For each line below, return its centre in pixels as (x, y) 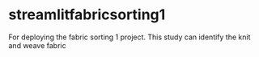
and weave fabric (37, 45)
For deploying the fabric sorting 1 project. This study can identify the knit (129, 37)
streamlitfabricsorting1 (87, 15)
